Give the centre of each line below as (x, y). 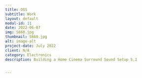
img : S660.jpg (20, 32)
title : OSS (16, 10)
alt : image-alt (21, 41)
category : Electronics (28, 55)
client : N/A (17, 50)
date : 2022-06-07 (23, 28)
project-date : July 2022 (30, 46)
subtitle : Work (21, 14)
